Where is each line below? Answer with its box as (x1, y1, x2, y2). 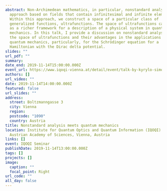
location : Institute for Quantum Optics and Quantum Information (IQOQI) (5, 127, 162, 132)
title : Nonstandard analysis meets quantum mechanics (5, 123, 119, 128)
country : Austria (9, 118, 46, 123)
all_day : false (5, 179, 37, 184)
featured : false (5, 86, 39, 91)
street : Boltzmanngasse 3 (9, 100, 64, 105)
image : (5, 160, 19, 165)
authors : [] (5, 72, 30, 77)
